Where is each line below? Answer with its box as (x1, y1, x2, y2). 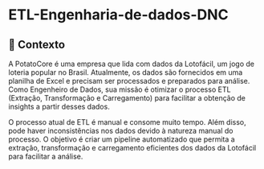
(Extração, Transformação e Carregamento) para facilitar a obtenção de (8, 93, 246, 102)
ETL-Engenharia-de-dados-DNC (8, 6, 229, 24)
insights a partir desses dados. (8, 102, 110, 111)
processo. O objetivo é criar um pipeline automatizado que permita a (8, 134, 235, 144)
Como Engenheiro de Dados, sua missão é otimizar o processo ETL (8, 84, 231, 94)
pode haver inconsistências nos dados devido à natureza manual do (8, 126, 234, 135)
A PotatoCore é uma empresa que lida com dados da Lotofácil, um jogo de (8, 59, 255, 68)
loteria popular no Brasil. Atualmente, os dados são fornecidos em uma (8, 68, 243, 77)
